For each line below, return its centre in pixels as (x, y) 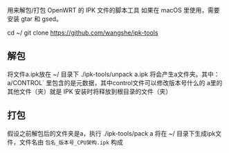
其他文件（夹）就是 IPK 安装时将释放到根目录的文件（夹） (89, 91)
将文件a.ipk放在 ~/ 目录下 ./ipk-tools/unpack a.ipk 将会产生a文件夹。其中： (113, 74)
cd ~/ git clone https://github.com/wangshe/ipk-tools (83, 33)
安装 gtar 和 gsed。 (35, 19)
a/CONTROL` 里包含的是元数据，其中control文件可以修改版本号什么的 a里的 (115, 82)
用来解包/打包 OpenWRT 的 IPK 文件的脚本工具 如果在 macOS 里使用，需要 (113, 10)
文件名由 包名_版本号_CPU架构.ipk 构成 (71, 142)
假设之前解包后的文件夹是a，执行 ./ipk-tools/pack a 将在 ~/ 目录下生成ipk (111, 133)
